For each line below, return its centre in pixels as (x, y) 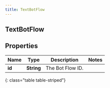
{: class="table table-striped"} (35, 80)
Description (65, 60)
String (33, 68)
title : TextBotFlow (25, 10)
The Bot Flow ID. (65, 68)
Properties (22, 46)
